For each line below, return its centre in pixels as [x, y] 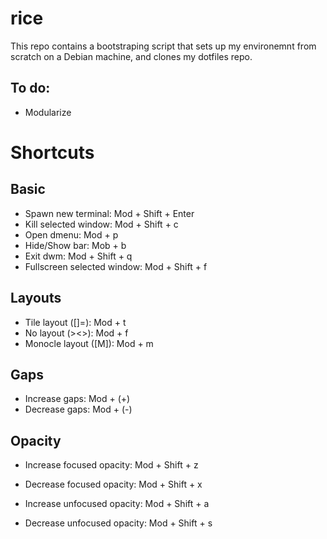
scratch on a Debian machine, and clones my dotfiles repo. [131, 56]
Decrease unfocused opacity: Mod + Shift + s [118, 523]
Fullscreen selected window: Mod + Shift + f [116, 266]
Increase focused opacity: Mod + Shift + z [111, 465]
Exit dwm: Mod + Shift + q [78, 256]
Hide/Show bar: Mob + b [75, 245]
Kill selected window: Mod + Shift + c [101, 224]
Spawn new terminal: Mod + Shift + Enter [109, 213]
